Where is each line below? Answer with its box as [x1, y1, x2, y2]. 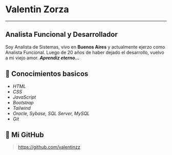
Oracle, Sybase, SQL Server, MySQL [12, 110, 90, 116]
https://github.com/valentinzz [17, 144, 80, 150]
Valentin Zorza [5, 4, 69, 15]
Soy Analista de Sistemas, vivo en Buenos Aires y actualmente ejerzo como [5, 43, 165, 50]
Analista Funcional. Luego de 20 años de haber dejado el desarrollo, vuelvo [5, 49, 165, 55]
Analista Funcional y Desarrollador [5, 30, 118, 39]
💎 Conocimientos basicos [5, 70, 89, 78]
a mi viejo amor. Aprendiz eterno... [5, 55, 80, 61]
